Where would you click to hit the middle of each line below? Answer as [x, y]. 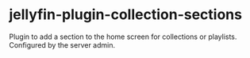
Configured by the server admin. [62, 44]
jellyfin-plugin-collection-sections [126, 15]
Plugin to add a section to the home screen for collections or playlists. [123, 37]
